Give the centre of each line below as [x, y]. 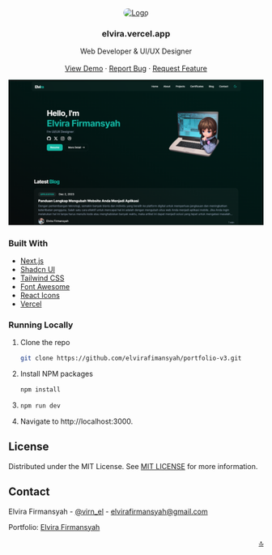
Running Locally [41, 325]
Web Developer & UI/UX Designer [136, 51]
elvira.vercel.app [136, 33]
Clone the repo [45, 343]
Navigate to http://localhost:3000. [76, 421]
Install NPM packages [56, 374]
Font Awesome [45, 287]
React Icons [40, 296]
